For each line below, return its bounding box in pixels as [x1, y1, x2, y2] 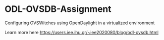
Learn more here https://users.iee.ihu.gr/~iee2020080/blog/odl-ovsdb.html [4, 29, 159, 35]
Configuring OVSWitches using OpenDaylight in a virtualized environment [4, 20, 155, 26]
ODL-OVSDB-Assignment [4, 3, 112, 15]
